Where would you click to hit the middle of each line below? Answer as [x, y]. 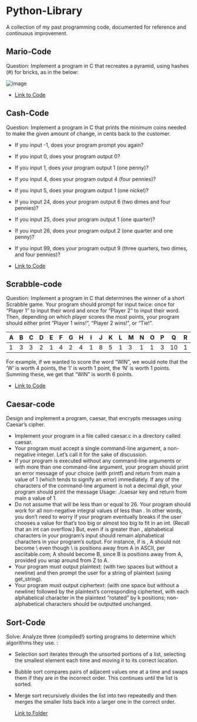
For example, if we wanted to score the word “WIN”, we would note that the [97, 362]
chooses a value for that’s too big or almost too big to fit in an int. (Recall [102, 523]
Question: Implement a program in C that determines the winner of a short [95, 298]
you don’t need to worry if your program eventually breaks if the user [98, 517]
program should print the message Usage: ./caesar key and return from [101, 492]
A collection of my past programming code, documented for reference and [96, 27]
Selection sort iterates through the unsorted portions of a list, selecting [100, 654]
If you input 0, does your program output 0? [67, 156]
